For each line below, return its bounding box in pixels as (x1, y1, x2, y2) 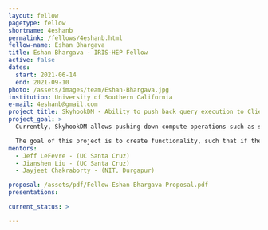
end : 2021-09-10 (15, 78, 69, 86)
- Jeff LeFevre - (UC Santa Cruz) (15, 152, 130, 160)
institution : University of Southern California (8, 93, 173, 101)
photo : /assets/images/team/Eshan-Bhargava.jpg (8, 85, 170, 94)
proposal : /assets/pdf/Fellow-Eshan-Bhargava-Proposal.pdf (8, 181, 209, 189)
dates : (8, 64, 30, 72)
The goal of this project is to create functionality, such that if (15, 137, 248, 145)
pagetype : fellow (8, 19, 66, 27)
